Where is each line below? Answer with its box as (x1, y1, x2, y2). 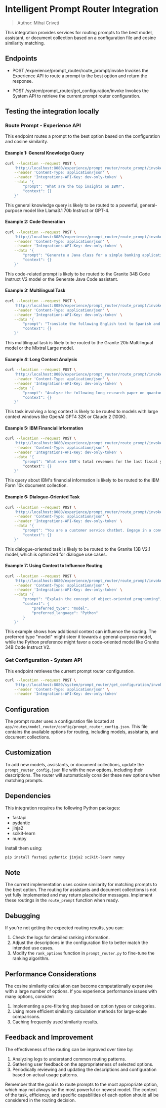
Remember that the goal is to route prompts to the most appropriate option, (5, 1081, 158, 1087)
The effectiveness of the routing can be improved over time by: (5, 1046, 134, 1052)
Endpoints (5, 54, 38, 63)
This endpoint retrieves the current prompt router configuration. (5, 668, 135, 674)
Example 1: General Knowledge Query (5, 150, 84, 156)
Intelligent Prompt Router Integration (5, 3, 159, 15)
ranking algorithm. (12, 955, 50, 961)
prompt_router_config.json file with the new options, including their (5, 767, 143, 773)
